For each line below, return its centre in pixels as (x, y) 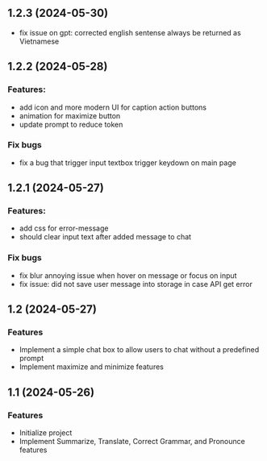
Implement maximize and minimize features (92, 367)
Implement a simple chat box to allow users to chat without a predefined (139, 350)
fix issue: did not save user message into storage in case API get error (136, 284)
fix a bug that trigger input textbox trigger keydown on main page (128, 162)
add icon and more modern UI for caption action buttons (113, 107)
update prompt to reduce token (71, 124)
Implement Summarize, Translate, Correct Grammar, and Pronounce (132, 442)
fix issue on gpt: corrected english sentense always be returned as (130, 32)
